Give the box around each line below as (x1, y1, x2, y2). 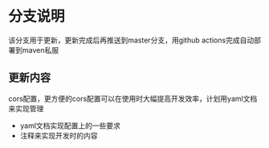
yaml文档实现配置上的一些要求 (19, 121, 121, 130)
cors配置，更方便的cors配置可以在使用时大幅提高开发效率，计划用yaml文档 (8, 94, 258, 103)
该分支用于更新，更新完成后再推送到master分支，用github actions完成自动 (8, 35, 255, 45)
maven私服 (22, 45, 59, 54)
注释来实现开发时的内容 (19, 130, 98, 140)
